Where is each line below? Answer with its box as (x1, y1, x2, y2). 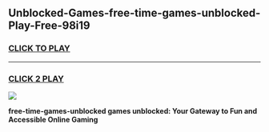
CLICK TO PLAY (8, 43, 70, 54)
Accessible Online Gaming (8, 114, 98, 124)
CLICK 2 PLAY (8, 73, 64, 84)
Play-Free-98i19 (8, 19, 90, 33)
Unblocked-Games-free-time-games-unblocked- (8, 6, 261, 20)
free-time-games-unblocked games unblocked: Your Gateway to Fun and (8, 106, 258, 115)
